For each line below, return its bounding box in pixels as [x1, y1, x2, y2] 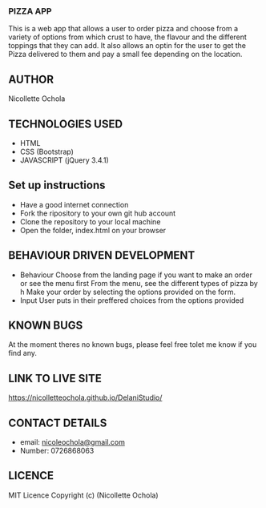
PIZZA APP [8, 6, 52, 17]
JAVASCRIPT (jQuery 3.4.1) [19, 155, 110, 165]
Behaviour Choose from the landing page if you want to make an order [19, 270, 252, 280]
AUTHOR [8, 72, 54, 86]
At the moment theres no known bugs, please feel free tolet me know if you [8, 340, 257, 349]
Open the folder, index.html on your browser [19, 225, 167, 235]
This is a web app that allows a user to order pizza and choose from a [8, 24, 239, 34]
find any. [8, 349, 38, 358]
